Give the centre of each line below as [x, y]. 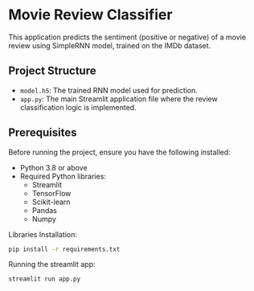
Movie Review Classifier [90, 15]
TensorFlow [51, 193]
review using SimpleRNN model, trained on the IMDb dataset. [110, 45]
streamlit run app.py [45, 279]
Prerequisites [43, 133]
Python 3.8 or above [53, 167]
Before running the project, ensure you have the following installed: [119, 152]
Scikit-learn [51, 202]
